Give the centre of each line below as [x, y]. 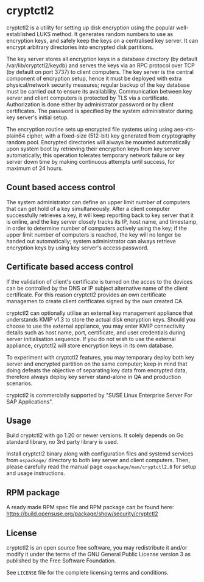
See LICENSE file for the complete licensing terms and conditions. [87, 573]
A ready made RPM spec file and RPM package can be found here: [90, 507]
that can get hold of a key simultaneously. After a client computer [88, 208]
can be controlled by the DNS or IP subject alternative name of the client [97, 288]
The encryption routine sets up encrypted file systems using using [90, 129]
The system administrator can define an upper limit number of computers [98, 202]
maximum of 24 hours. [35, 168]
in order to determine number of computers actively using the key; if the [97, 228]
